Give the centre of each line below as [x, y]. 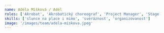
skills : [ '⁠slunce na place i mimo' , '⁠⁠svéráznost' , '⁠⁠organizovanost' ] [78, 18]
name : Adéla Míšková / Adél [33, 9]
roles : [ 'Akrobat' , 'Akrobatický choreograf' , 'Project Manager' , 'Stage [82, 14]
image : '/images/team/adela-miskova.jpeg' [49, 23]
